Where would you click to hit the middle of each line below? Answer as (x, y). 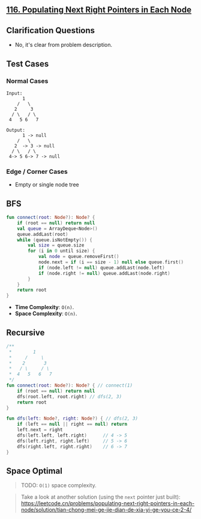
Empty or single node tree (47, 185)
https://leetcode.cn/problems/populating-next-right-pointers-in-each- (108, 503)
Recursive (25, 332)
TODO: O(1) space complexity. (59, 485)
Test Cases (28, 63)
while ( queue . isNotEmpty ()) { (55, 240)
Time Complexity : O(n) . (44, 307)
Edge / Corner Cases (37, 171)
